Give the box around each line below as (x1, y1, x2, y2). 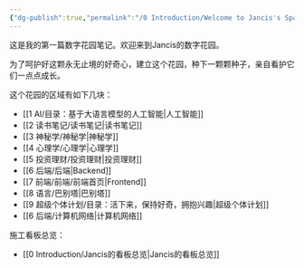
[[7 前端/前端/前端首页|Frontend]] (22, 176, 147, 187)
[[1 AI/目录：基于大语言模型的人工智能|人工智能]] (22, 108, 204, 119)
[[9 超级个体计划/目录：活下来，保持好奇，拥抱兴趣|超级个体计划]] (22, 198, 270, 209)
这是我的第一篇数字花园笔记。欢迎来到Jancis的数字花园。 (9, 39, 224, 50)
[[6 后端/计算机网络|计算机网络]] (22, 210, 143, 221)
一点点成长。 (16, 70, 65, 81)
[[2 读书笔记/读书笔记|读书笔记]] (22, 120, 143, 130)
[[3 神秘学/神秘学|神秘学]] (22, 130, 119, 141)
